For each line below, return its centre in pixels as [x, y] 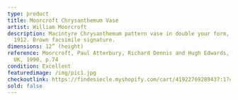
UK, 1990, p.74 [36, 60]
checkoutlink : [28, 79]
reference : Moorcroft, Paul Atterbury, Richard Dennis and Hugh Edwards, [119, 54]
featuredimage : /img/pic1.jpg [52, 73]
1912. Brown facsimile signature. [64, 40]
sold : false [25, 86]
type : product [28, 14]
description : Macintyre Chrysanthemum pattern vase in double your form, [119, 33]
